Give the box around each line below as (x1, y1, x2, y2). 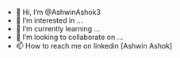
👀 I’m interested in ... (15, 16, 83, 25)
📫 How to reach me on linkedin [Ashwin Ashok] (15, 42, 173, 50)
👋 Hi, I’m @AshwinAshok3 (15, 8, 101, 16)
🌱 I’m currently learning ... (15, 24, 101, 33)
